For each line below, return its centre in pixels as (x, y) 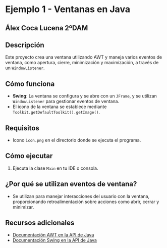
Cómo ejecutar (29, 156)
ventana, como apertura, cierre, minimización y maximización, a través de (82, 63)
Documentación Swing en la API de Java (55, 240)
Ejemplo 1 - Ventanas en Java (68, 9)
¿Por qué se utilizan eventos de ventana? (71, 184)
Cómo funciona (30, 84)
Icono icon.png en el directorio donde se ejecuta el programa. (77, 140)
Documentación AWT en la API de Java (53, 235)
